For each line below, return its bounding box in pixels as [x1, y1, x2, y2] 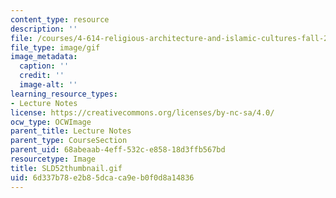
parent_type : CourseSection [10, 136, 128, 146]
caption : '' [19, 61, 70, 71]
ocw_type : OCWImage [10, 117, 92, 127]
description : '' [10, 24, 78, 34]
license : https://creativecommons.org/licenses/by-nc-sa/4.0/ [10, 107, 275, 118]
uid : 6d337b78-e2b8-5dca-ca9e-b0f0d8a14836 [10, 172, 195, 183]
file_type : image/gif [10, 42, 101, 53]
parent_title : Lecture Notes [10, 126, 132, 136]
